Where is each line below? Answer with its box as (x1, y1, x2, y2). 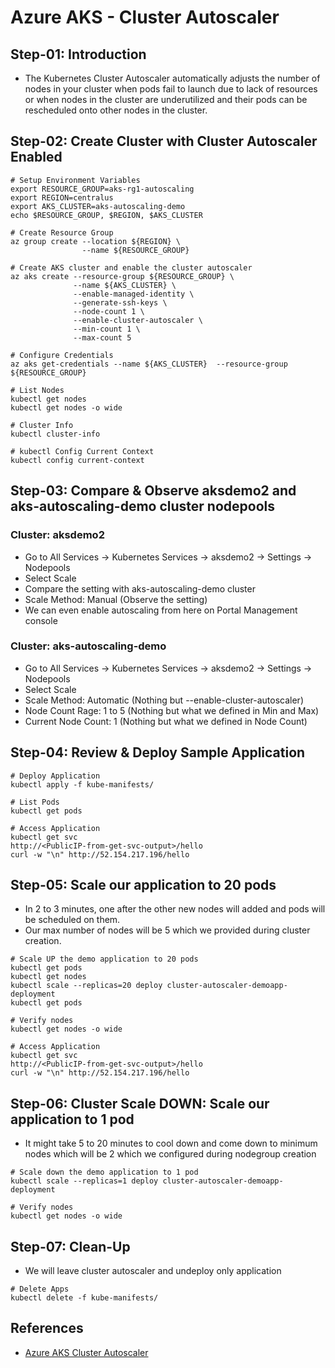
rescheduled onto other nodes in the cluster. (24, 104, 208, 116)
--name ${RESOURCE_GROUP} (81, 245, 190, 255)
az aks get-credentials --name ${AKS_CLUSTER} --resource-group (10, 359, 288, 369)
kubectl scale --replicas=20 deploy (10, 981, 163, 991)
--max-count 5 (73, 332, 132, 343)
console (24, 614, 58, 626)
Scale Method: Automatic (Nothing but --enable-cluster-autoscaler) (24, 694, 304, 706)
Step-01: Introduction (10, 46, 147, 63)
